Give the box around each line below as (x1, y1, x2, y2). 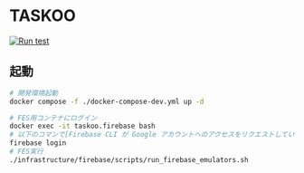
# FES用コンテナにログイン (9, 113, 98, 122)
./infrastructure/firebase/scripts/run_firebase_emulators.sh (9, 155, 249, 164)
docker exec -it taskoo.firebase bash (9, 121, 156, 131)
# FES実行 (9, 147, 43, 156)
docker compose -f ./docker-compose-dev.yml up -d (9, 97, 204, 106)
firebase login (9, 139, 67, 148)
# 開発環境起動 (9, 88, 59, 98)
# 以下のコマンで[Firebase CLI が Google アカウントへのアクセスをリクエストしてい (9, 130, 295, 139)
